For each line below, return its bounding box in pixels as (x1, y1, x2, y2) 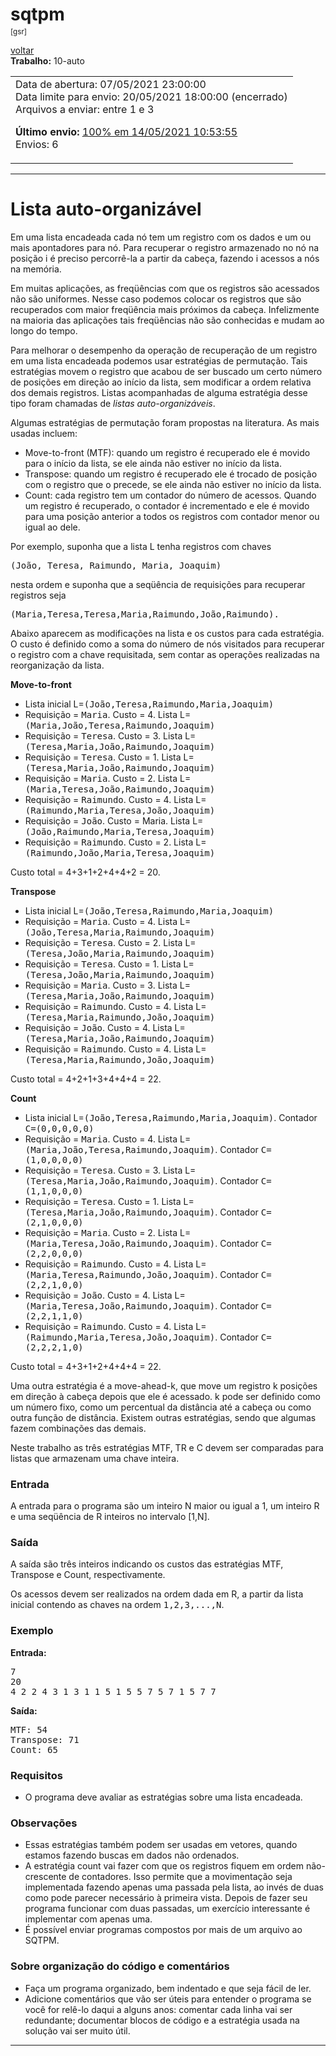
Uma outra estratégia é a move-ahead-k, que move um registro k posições (10, 1379, 318, 1392)
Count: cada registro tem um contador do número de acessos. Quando (24, 489, 317, 501)
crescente (24, 1871, 67, 1883)
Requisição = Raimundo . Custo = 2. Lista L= (24, 836, 207, 848)
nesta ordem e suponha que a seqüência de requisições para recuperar (10, 578, 306, 590)
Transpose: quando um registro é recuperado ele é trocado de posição (24, 468, 318, 480)
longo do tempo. (10, 324, 78, 337)
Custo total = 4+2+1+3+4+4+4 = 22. (10, 1073, 162, 1085)
